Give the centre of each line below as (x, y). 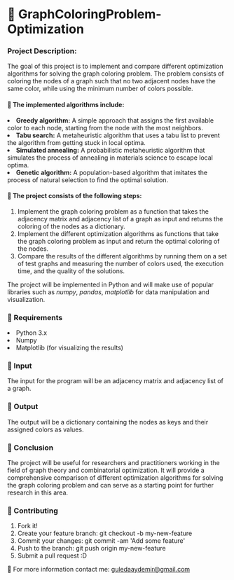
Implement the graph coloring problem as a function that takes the (113, 211)
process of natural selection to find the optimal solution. (88, 180)
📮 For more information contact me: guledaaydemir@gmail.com (99, 569)
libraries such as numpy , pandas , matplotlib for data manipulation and (109, 292)
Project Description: (42, 51)
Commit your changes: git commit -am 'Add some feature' (101, 541)
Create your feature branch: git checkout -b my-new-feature (105, 533)
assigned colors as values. (46, 429)
